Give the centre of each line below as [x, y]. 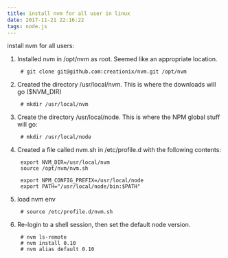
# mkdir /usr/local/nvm [54, 105]
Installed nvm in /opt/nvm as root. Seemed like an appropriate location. [117, 59]
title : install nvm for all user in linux [69, 13]
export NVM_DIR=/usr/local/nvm [65, 162]
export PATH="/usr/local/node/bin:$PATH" [80, 186]
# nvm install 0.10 [48, 244]
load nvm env [36, 200]
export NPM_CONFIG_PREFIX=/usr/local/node [82, 181]
